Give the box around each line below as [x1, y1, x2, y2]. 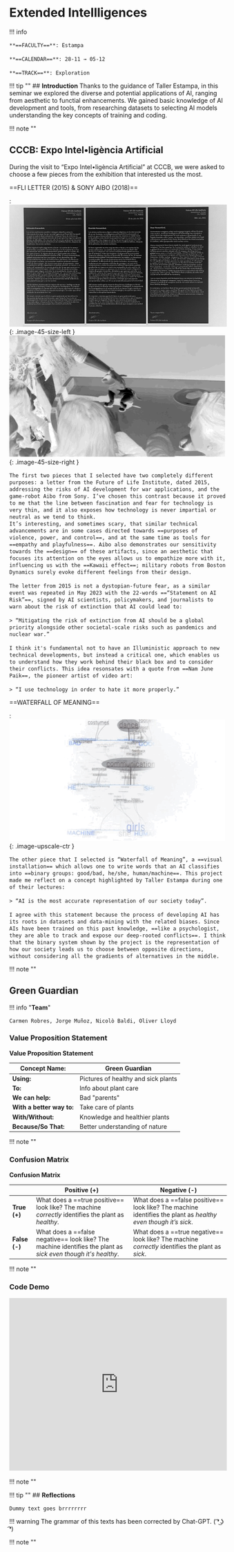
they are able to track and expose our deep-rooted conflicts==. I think [9, 932, 226, 939]
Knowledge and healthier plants [79, 1113, 170, 1121]
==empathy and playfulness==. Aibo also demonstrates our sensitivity [9, 541, 217, 548]
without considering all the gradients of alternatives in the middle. [9, 953, 220, 960]
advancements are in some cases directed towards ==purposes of [9, 527, 198, 534]
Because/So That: [12, 1122, 66, 1130]
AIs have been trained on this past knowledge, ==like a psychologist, [9, 925, 220, 932]
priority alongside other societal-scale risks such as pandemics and [9, 623, 217, 631]
